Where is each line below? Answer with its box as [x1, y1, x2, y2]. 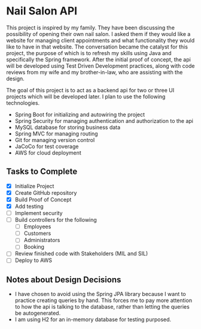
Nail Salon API [6, 4, 78, 18]
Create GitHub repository [14, 189, 77, 196]
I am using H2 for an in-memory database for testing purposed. [14, 316, 172, 323]
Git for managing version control [14, 136, 95, 143]
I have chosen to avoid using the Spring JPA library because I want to [14, 291, 187, 298]
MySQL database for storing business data [14, 123, 121, 131]
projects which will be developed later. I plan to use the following [6, 93, 166, 100]
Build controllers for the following [14, 216, 97, 224]
